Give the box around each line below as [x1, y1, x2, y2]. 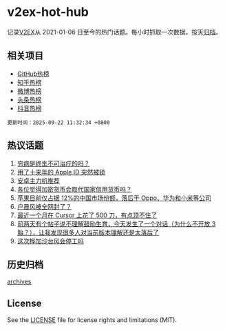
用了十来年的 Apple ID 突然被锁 [17, 168, 105, 176]
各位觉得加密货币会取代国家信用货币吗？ [17, 185, 132, 193]
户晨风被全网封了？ [17, 202, 72, 210]
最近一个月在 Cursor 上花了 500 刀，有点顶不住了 [17, 211, 158, 219]
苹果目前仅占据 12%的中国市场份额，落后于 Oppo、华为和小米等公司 [17, 194, 211, 202]
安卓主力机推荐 [17, 177, 60, 185]
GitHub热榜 [17, 70, 50, 78]
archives [7, 277, 32, 286]
